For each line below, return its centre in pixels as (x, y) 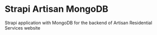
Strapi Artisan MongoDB (57, 9)
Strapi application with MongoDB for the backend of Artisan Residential (78, 23)
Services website (23, 28)
